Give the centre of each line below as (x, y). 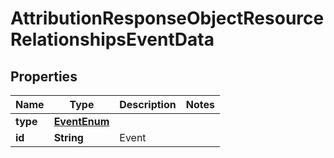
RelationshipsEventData (112, 39)
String (68, 137)
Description (148, 104)
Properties (44, 76)
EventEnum (81, 121)
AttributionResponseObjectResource (167, 18)
